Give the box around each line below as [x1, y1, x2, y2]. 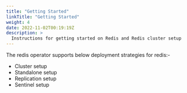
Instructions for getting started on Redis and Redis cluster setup [11, 35, 182, 41]
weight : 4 [6, 19, 30, 25]
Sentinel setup [14, 81, 50, 88]
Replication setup [14, 75, 57, 82]
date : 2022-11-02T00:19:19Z [6, 24, 75, 31]
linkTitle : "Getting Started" [6, 14, 80, 20]
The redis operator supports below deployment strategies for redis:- [6, 52, 171, 58]
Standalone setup [14, 69, 57, 76]
